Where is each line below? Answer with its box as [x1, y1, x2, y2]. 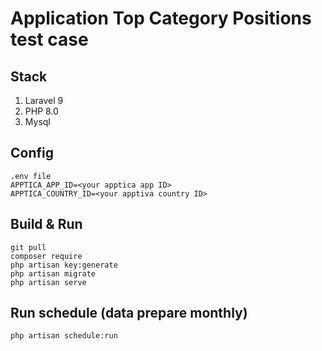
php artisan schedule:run [10, 331, 118, 341]
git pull [10, 242, 47, 252]
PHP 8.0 [24, 105, 59, 117]
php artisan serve [10, 277, 87, 287]
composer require [10, 251, 83, 261]
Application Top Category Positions [10, 7, 312, 30]
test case [10, 28, 89, 51]
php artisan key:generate [10, 260, 118, 270]
